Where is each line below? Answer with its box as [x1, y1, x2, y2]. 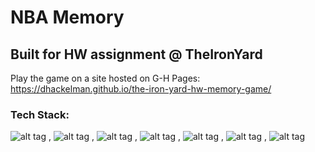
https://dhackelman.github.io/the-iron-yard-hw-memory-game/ [10, 83, 272, 95]
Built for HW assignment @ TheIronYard [10, 46, 263, 63]
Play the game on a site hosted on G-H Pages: [10, 72, 201, 84]
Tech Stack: [10, 107, 70, 121]
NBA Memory [10, 6, 125, 29]
